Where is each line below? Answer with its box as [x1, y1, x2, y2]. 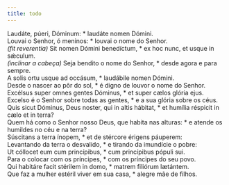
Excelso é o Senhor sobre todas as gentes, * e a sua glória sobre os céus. [7, 95, 219, 104]
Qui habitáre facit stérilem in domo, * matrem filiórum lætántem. [7, 162, 189, 170]
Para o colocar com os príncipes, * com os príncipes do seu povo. [7, 154, 196, 163]
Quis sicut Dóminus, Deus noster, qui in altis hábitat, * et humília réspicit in [7, 103, 220, 111]
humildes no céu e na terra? [7, 125, 87, 134]
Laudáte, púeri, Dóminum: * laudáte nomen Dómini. [7, 29, 154, 38]
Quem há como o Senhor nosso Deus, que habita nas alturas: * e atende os [7, 118, 223, 126]
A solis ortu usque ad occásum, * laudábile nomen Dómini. [7, 74, 175, 82]
